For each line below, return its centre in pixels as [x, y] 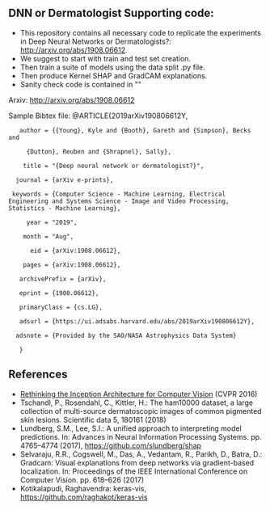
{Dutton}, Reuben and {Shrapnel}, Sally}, [99, 152]
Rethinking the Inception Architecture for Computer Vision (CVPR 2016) [139, 394]
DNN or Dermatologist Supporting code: [111, 13]
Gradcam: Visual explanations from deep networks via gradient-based [137, 462]
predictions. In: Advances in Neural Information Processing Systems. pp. [141, 436]
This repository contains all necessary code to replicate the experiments [140, 32]
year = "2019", [52, 222]
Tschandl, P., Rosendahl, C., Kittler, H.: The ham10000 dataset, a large [136, 403]
